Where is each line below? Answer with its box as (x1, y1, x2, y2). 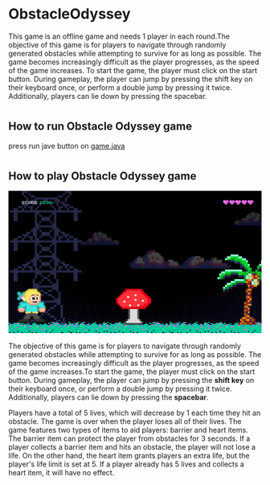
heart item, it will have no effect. (8, 468, 115, 478)
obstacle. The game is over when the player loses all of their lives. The (8, 417, 242, 426)
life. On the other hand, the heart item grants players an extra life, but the (8, 451, 251, 461)
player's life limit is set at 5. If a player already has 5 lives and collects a (8, 459, 245, 469)
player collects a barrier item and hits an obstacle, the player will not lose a (8, 442, 256, 452)
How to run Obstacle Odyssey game (8, 120, 193, 134)
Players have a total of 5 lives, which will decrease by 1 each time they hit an (8, 408, 261, 418)
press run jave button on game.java (8, 141, 125, 150)
